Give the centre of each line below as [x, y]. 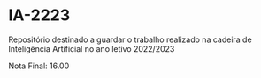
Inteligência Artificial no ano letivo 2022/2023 [92, 48]
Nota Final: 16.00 [39, 66]
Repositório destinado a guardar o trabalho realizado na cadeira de [130, 39]
